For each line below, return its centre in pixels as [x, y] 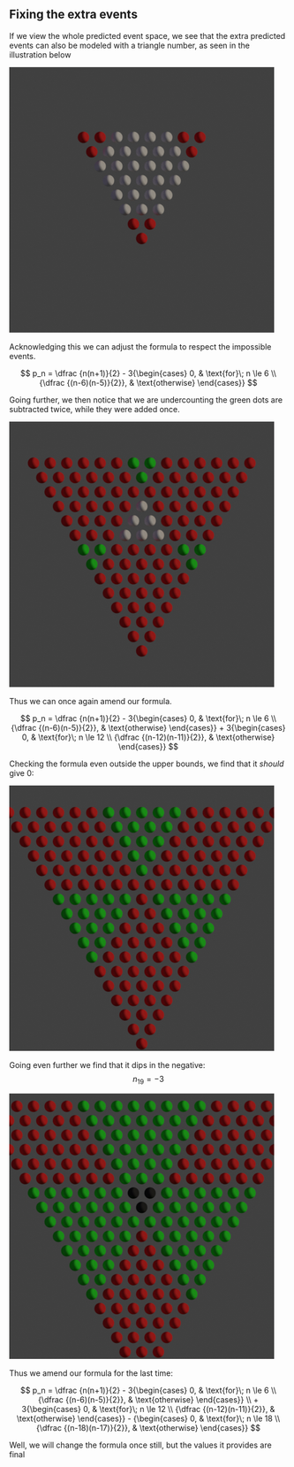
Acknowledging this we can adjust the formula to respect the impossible [140, 346]
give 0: [22, 772]
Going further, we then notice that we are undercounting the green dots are [146, 399]
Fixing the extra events [74, 15]
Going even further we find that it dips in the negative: [107, 1064]
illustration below [40, 54]
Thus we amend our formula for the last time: [91, 1373]
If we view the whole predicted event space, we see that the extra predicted [147, 35]
